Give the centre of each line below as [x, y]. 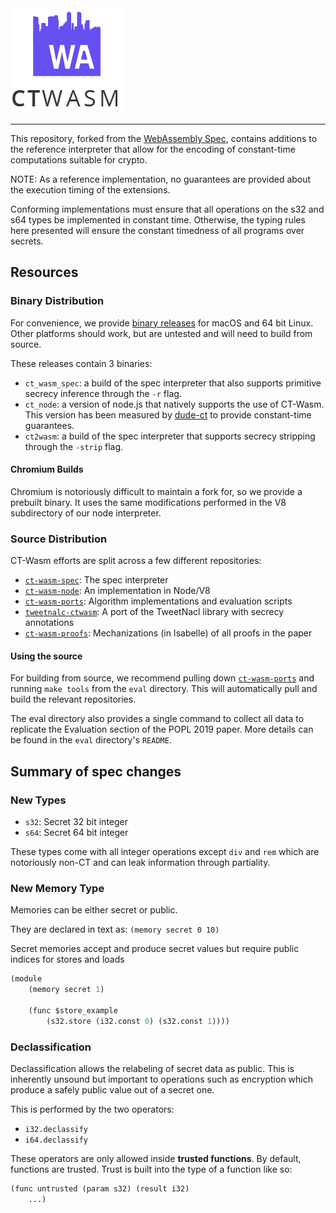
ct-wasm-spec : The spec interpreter [96, 580]
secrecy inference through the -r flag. [103, 393]
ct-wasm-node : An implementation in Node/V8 [117, 591]
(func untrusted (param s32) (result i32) [100, 1189]
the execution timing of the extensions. [90, 190]
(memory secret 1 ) [66, 990]
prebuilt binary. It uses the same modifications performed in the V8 [148, 502]
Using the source [46, 656]
